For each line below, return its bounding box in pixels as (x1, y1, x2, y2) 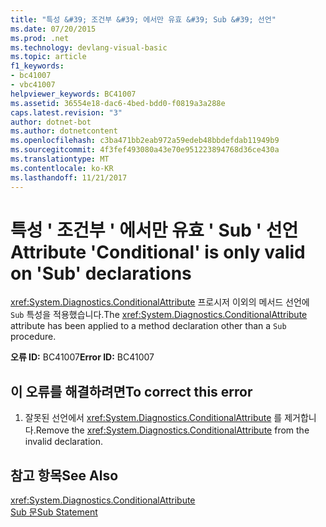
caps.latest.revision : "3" (10, 107, 123, 118)
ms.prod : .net (10, 33, 70, 43)
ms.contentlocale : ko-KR (10, 163, 114, 173)
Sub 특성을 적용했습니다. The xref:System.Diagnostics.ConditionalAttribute (10, 309, 308, 321)
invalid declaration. (24, 436, 103, 448)
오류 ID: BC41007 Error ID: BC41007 (10, 351, 155, 363)
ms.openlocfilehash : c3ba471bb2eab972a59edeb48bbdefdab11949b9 (10, 136, 280, 146)
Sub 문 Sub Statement (10, 506, 98, 518)
